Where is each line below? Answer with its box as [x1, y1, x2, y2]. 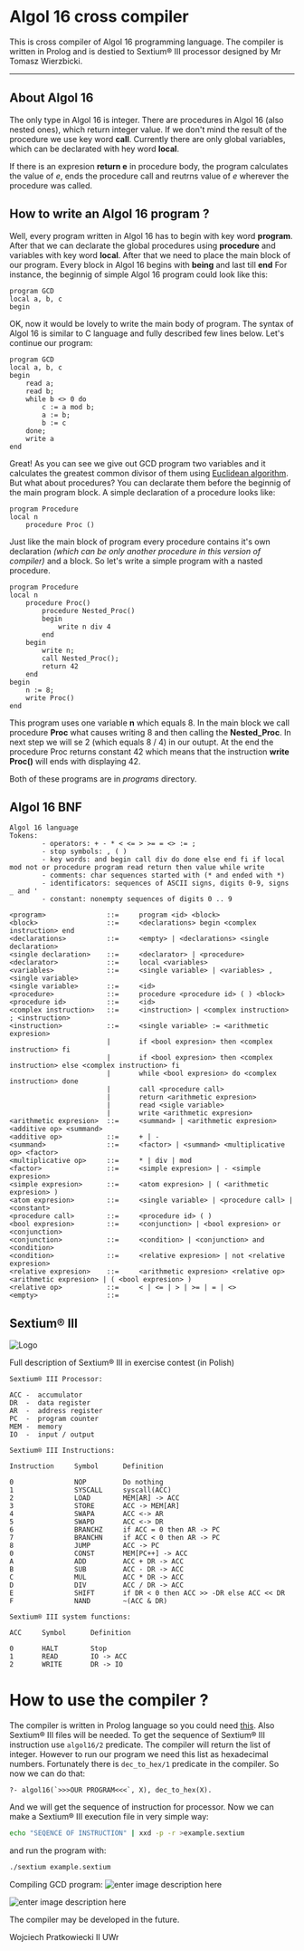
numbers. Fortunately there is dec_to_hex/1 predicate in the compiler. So [9, 1759, 280, 1770]
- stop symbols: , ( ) [42, 847, 128, 857]
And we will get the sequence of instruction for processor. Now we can [9, 1802, 274, 1812]
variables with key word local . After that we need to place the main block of [9, 249, 291, 260]
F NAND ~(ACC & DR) [9, 1597, 168, 1606]
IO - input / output [9, 1430, 95, 1439]
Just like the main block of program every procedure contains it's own [9, 536, 271, 547]
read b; [25, 387, 54, 396]
